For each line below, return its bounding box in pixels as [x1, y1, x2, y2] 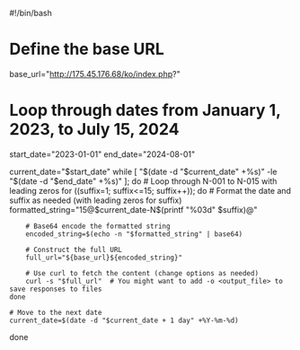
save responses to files [9, 284, 102, 293]
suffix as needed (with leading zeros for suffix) [9, 195, 182, 206]
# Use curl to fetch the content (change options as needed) [25, 268, 259, 277]
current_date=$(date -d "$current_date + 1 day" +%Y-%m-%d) [9, 316, 240, 325]
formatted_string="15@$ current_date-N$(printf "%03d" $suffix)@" [9, 204, 258, 214]
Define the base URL [9, 39, 164, 59]
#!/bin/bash [9, 8, 52, 18]
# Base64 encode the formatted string [25, 222, 171, 231]
